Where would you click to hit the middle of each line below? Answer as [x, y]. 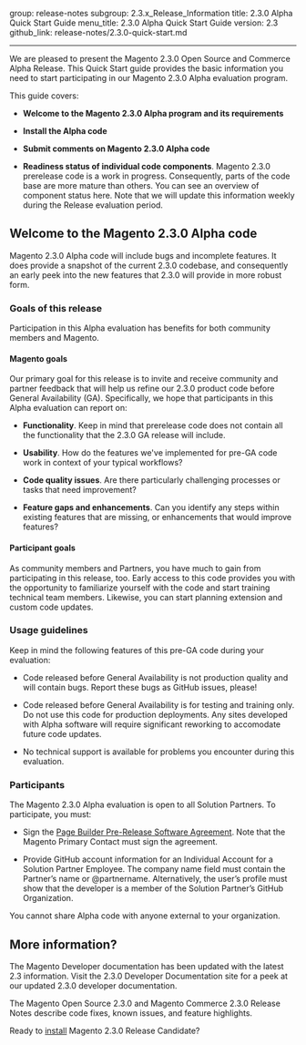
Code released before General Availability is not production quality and [155, 677]
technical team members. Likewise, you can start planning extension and [146, 597]
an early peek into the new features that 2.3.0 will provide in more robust [146, 275]
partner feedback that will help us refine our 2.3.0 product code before [142, 389]
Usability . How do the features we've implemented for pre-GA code [150, 453]
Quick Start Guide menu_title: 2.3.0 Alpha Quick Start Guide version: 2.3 [144, 23]
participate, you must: [51, 814]
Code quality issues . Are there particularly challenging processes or [151, 480]
